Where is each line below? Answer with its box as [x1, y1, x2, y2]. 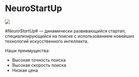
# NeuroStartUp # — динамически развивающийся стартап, [5, 28, 126, 34]
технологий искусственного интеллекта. [5, 38, 89, 44]
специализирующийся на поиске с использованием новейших [5, 33, 135, 39]
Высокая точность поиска [12, 57, 66, 63]
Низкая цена [12, 67, 38, 73]
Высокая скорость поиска [12, 62, 67, 68]
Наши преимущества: [5, 47, 50, 53]
